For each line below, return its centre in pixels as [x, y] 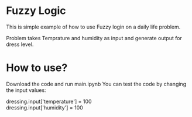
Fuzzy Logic [36, 11]
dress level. [20, 44]
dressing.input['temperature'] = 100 [49, 101]
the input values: [26, 90]
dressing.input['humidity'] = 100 [44, 107]
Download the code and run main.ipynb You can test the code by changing [96, 84]
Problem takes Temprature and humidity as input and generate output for [94, 38]
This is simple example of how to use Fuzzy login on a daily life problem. [93, 27]
